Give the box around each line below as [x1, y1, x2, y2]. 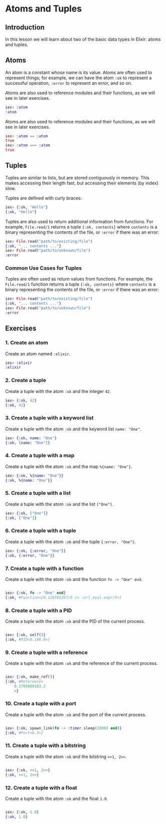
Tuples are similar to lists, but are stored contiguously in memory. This [5, 174, 150, 180]
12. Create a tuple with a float [5, 784, 77, 791]
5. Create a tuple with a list [5, 490, 71, 497]
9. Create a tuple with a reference [5, 649, 88, 656]
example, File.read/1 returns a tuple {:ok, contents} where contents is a [5, 224, 157, 230]
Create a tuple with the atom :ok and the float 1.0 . [5, 795, 108, 801]
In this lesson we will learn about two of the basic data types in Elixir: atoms [5, 36, 161, 42]
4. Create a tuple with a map [5, 452, 75, 459]
